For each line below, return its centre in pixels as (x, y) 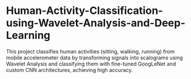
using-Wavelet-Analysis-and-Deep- (96, 23)
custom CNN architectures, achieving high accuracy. (70, 70)
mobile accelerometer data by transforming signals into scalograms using (94, 58)
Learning (28, 35)
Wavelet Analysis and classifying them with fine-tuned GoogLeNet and (91, 64)
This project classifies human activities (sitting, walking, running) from (91, 51)
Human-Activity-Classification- (85, 11)
